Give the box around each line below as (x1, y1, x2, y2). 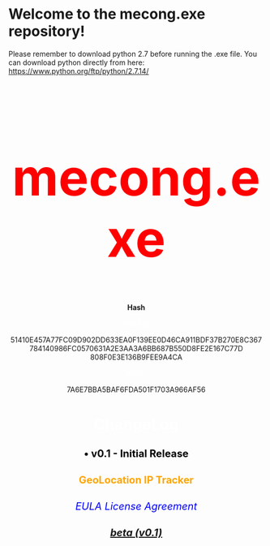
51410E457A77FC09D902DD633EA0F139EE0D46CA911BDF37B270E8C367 (11, 334, 262, 345)
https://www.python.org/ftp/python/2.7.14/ (8, 66, 149, 75)
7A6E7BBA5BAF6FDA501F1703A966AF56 (66, 385, 206, 394)
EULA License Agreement (75, 500, 197, 513)
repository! (8, 22, 85, 41)
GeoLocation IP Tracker (78, 473, 195, 487)
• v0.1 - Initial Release (84, 447, 189, 460)
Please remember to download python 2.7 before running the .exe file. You (8, 49, 258, 58)
